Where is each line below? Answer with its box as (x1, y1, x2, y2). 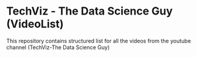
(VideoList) (6, 17, 64, 31)
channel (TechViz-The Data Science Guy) (6, 44, 110, 51)
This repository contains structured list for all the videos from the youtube (6, 37, 192, 44)
